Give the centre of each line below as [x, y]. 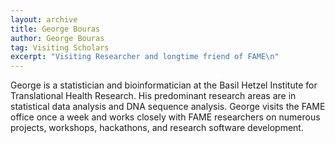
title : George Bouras [55, 29]
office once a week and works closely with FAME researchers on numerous [165, 117]
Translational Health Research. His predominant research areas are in [153, 96]
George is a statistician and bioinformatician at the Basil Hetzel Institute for [164, 85]
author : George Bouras [57, 38]
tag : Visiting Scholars [60, 47]
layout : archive [44, 19]
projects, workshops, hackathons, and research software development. [157, 128]
